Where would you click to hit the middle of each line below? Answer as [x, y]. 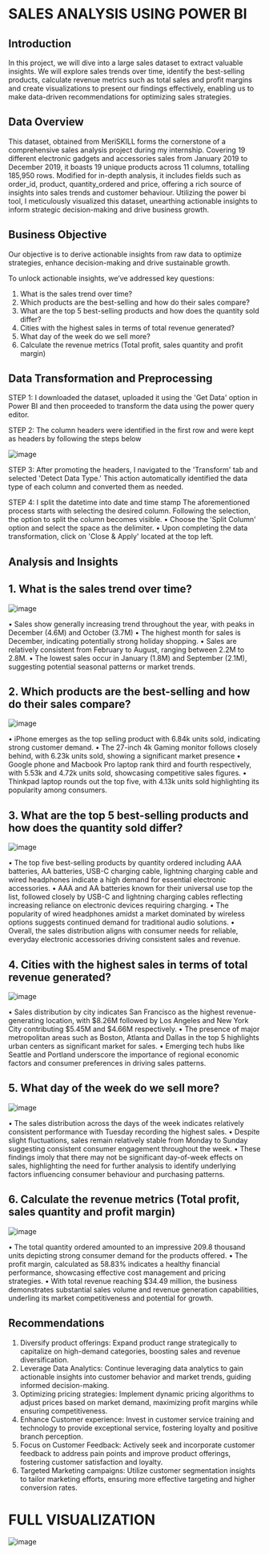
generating [26, 1021]
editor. [19, 415]
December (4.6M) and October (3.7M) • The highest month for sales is [125, 632]
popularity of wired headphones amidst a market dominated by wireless [127, 914]
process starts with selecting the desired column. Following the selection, [129, 511]
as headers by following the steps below [75, 439]
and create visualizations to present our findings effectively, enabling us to [131, 88]
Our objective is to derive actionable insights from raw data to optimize [125, 254]
